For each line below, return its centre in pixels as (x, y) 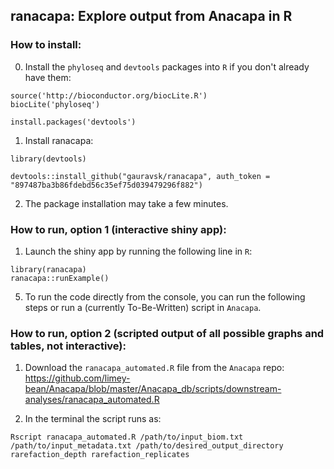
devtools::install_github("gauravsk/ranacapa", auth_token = (140, 176)
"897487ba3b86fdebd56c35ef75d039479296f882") (106, 185)
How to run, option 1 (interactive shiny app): (118, 229)
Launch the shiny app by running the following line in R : (138, 251)
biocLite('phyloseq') (55, 104)
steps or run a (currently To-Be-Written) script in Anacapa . (143, 307)
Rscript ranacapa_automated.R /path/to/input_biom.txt (127, 437)
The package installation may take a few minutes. (126, 203)
